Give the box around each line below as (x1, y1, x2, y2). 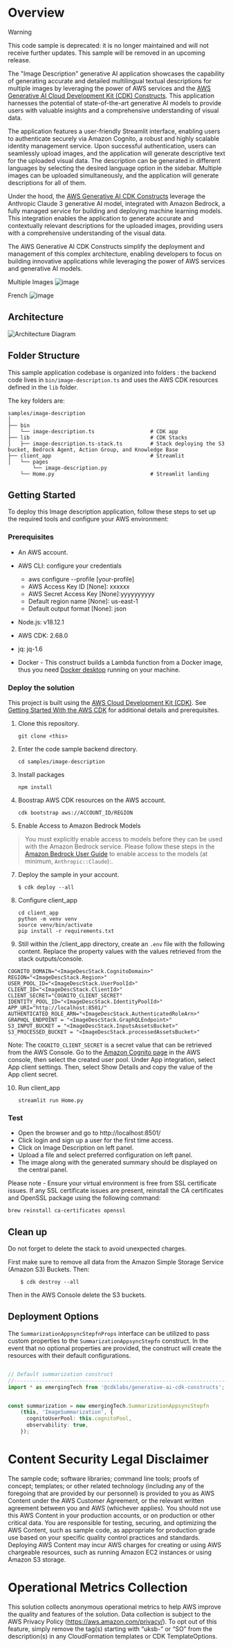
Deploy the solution (8, 683, 75, 692)
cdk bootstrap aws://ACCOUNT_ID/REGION (17, 809, 133, 816)
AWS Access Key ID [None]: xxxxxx (28, 582, 130, 591)
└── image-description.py (32, 464, 108, 471)
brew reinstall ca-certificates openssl (8, 1208, 127, 1214)
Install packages (17, 770, 65, 778)
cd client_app (17, 909, 59, 916)
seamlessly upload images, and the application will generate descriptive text (8, 149, 225, 157)
